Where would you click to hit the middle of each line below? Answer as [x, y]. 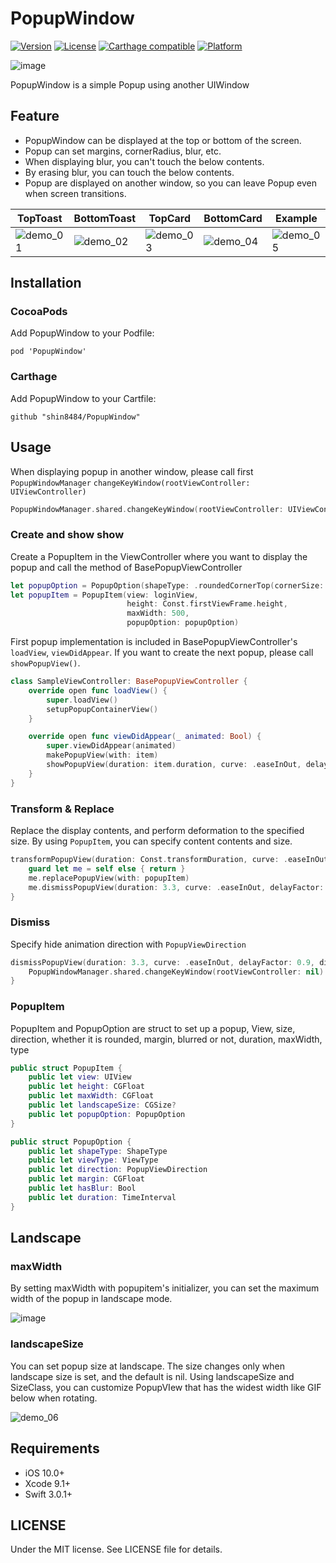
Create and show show [67, 535]
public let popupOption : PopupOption [107, 1114]
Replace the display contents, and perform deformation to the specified [157, 831]
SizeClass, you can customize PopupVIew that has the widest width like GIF [166, 1387]
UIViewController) [48, 492]
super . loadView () [82, 700]
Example [296, 218]
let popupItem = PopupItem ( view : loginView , [104, 595]
